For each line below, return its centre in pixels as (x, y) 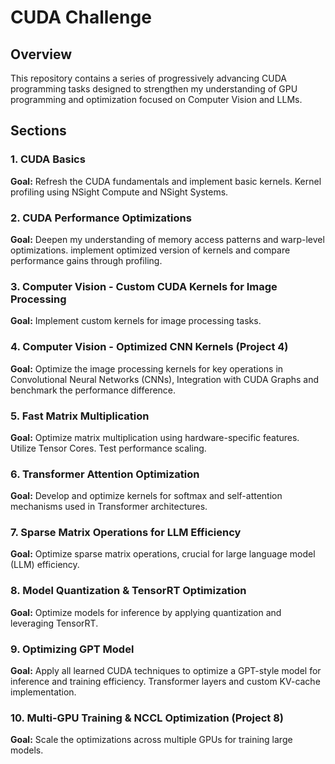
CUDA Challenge (81, 17)
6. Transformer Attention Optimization (105, 474)
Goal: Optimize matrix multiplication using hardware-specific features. (155, 437)
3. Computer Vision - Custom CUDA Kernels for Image (144, 286)
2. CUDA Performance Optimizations (101, 218)
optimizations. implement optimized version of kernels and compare (150, 250)
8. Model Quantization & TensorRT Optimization (128, 591)
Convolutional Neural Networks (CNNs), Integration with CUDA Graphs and (165, 379)
